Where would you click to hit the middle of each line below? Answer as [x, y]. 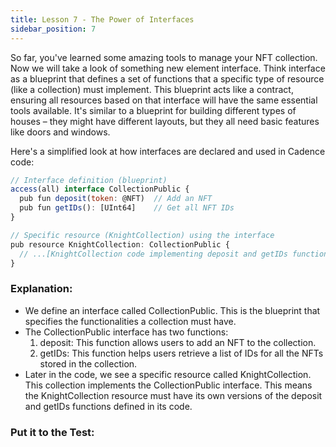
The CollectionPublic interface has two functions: [126, 332]
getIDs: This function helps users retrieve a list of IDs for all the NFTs [181, 353]
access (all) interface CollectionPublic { [100, 189]
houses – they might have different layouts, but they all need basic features [165, 121]
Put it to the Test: [52, 432]
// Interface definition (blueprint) [89, 180]
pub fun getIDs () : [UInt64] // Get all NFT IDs [127, 208]
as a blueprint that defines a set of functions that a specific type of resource [167, 78]
